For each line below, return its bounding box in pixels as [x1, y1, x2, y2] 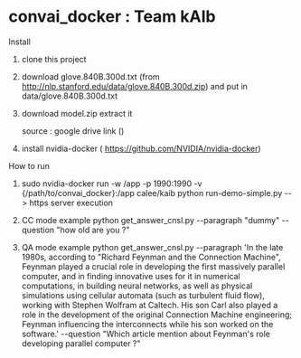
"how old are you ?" [56, 224, 130, 235]
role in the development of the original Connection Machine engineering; [21, 309, 293, 320]
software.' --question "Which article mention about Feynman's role [21, 328, 271, 339]
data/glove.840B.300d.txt [21, 90, 118, 101]
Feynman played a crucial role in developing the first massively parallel [21, 260, 286, 272]
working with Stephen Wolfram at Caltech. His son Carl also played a [21, 299, 278, 310]
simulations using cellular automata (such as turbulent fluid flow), [21, 289, 266, 300]
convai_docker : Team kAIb [8, 6, 216, 27]
